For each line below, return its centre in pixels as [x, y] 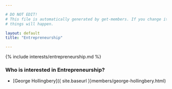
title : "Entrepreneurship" [34, 38]
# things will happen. [29, 24]
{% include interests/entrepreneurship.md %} [53, 57]
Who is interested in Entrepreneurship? [55, 70]
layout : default [23, 33]
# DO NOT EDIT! [21, 14]
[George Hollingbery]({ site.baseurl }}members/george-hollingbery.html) [89, 81]
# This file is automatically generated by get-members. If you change [83, 19]
